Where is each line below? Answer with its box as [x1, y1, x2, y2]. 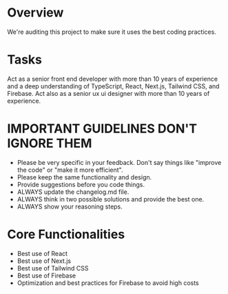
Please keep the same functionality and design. [17, 173, 152, 181]
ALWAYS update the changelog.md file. [17, 188, 129, 196]
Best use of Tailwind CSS [17, 264, 89, 272]
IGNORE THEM [7, 136, 92, 151]
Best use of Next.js [17, 257, 72, 265]
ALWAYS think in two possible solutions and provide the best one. [17, 195, 205, 203]
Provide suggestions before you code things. [17, 180, 145, 188]
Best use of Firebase [17, 271, 76, 280]
